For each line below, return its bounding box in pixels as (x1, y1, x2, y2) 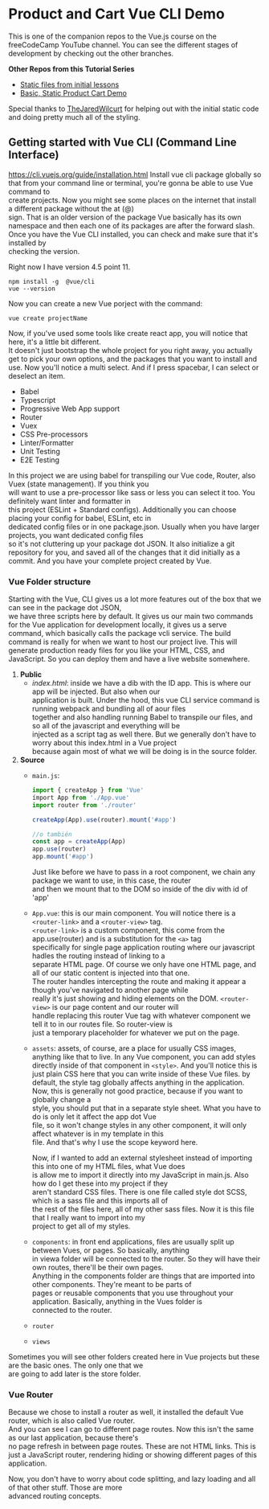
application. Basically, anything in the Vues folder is (31, 1297, 203, 1306)
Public (19, 670, 43, 679)
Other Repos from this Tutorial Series (8, 64, 135, 73)
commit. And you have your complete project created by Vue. (8, 556, 212, 565)
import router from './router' (31, 801, 137, 809)
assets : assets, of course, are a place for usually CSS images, (31, 1044, 237, 1053)
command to (8, 187, 51, 196)
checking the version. (8, 246, 80, 256)
